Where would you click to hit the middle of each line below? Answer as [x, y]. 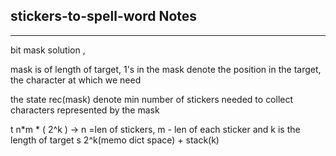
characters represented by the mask [85, 110]
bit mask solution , [48, 50]
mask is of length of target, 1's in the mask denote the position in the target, [166, 69]
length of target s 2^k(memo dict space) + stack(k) [115, 140]
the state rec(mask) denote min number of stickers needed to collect [152, 99]
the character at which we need [76, 80]
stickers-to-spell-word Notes [104, 16]
